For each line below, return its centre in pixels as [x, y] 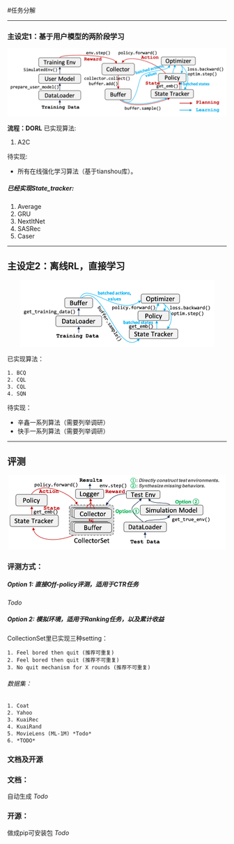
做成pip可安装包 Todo [38, 833]
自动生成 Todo [28, 797]
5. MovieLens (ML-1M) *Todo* [49, 733]
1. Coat [18, 705]
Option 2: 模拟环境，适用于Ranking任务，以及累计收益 [86, 619]
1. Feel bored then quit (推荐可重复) [61, 652]
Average [29, 206]
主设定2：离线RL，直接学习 [66, 266]
